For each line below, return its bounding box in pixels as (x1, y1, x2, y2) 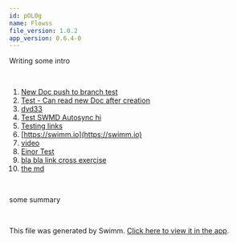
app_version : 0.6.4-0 (9, 34, 82, 43)
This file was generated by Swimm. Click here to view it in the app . (9, 226, 230, 236)
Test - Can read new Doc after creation (20, 95, 151, 105)
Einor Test (20, 147, 55, 156)
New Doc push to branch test (20, 87, 119, 97)
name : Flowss (9, 19, 53, 27)
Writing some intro (9, 56, 71, 66)
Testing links (20, 121, 63, 131)
